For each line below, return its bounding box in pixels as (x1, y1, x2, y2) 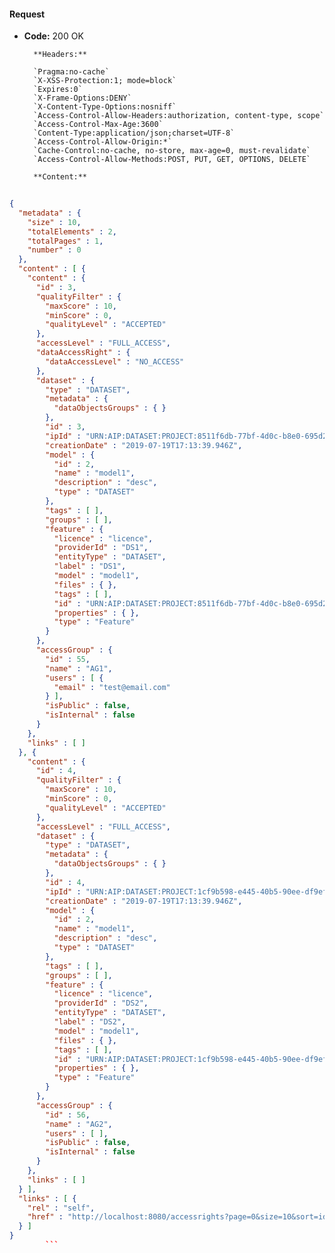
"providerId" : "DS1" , (53, 543, 149, 553)
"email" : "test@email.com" (53, 682, 171, 692)
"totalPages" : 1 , (27, 236, 104, 246)
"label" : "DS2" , (53, 1017, 127, 1027)
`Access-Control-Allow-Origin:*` (33, 137, 173, 147)
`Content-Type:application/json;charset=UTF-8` (33, 128, 236, 139)
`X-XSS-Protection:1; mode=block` (33, 76, 177, 86)
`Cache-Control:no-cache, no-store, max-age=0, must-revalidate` (33, 146, 311, 156)
